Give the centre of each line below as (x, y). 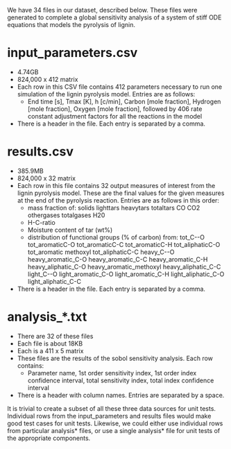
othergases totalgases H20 (66, 215)
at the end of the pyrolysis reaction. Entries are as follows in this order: (118, 200)
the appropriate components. (49, 438)
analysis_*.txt (47, 317)
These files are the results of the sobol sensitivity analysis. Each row (115, 358)
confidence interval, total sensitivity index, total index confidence (121, 380)
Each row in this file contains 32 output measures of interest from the (116, 185)
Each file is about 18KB (50, 344)
